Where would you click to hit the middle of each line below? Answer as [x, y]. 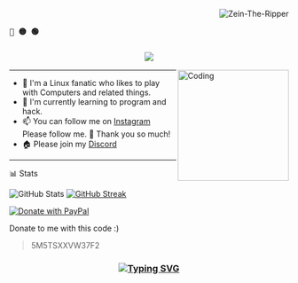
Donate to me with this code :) [64, 228]
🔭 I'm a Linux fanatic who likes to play [91, 83]
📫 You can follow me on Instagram [86, 122]
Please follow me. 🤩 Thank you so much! [96, 134]
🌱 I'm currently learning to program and [94, 102]
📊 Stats [24, 174]
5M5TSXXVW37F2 [65, 246]
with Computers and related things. [86, 92]
